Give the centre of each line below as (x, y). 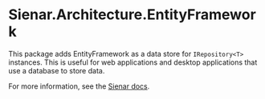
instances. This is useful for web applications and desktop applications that (133, 62)
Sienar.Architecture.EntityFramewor (132, 15)
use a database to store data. (57, 70)
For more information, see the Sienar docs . (79, 86)
